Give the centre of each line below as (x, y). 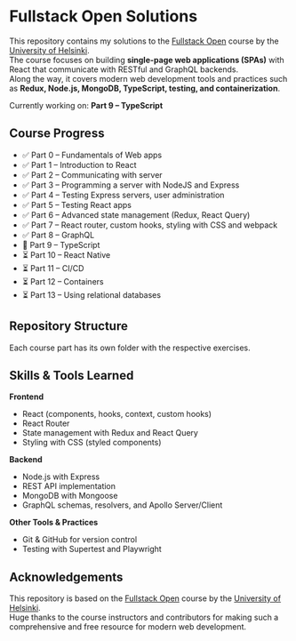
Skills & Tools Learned (72, 375)
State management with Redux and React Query (110, 433)
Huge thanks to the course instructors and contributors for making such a (144, 617)
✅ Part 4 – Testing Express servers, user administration (123, 195)
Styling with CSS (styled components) (92, 443)
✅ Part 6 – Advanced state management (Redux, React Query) (136, 214)
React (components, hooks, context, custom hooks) (116, 414)
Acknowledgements (66, 577)
